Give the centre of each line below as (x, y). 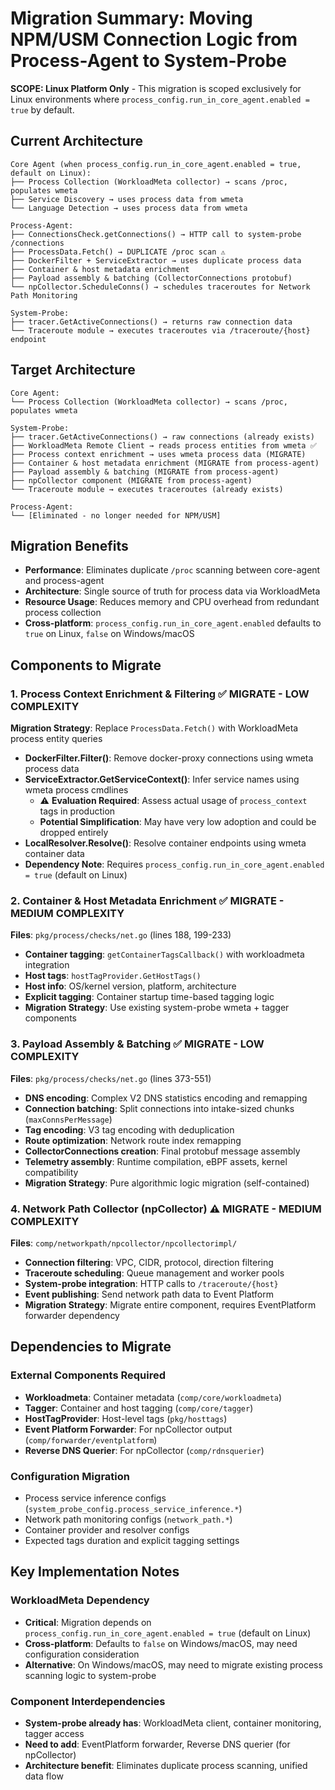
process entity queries (56, 739)
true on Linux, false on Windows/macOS (109, 634)
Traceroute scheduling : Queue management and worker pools (154, 1273)
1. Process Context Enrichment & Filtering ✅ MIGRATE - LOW (160, 694)
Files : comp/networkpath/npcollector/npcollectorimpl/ (124, 1243)
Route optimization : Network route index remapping (133, 1140)
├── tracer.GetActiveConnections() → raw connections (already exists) (162, 437)
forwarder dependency (72, 1315)
